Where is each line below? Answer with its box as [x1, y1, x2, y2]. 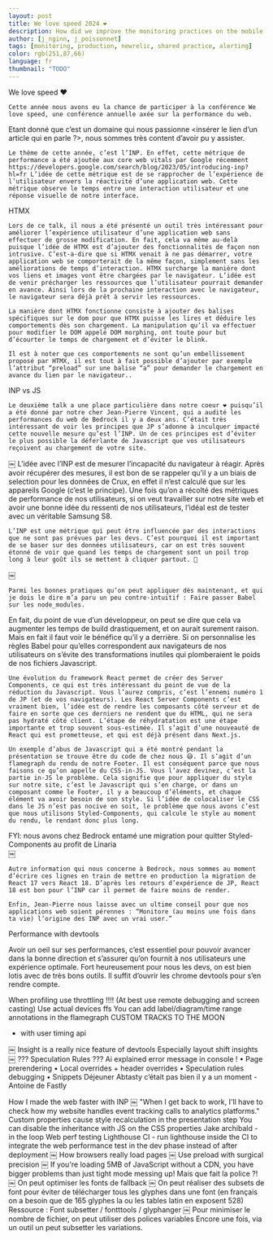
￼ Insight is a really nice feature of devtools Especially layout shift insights [8, 1044, 258, 1054]
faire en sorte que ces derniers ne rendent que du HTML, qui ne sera [8, 709, 253, 717]
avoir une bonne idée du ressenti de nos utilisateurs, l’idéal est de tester [8, 502, 249, 512]
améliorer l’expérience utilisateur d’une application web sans [8, 229, 231, 237]
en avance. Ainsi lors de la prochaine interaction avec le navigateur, [8, 286, 260, 294]
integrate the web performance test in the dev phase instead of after [8, 1141, 238, 1150]
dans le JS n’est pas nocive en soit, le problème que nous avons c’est [8, 802, 260, 810]
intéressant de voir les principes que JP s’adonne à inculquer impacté [8, 423, 260, 431]
